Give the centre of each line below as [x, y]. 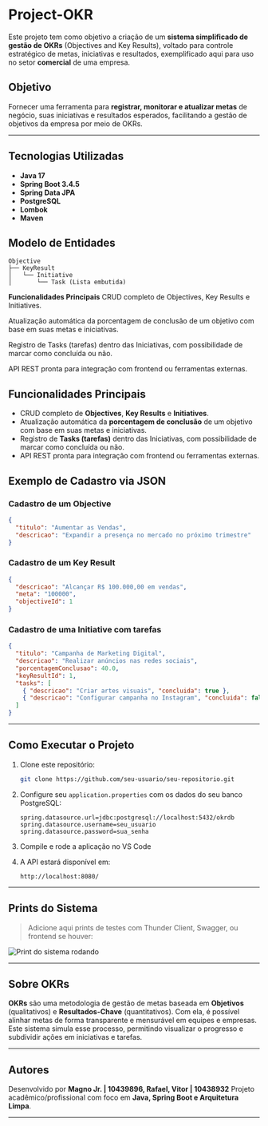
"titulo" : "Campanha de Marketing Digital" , [91, 654]
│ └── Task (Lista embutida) [67, 282]
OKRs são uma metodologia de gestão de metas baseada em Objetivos [126, 1003]
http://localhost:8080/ [59, 876]
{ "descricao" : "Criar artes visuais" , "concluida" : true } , [126, 691]
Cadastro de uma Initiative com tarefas [85, 629]
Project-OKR [51, 15]
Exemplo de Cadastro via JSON [87, 481]
